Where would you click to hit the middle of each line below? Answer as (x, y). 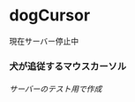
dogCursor (50, 16)
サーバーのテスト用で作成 (56, 89)
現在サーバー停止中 (44, 41)
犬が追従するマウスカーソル (68, 66)
